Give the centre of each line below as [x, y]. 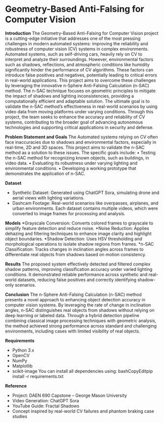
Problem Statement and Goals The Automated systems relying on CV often [82, 137]
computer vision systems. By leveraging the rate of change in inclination [78, 305]
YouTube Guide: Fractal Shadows [46, 406]
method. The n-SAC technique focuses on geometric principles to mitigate [80, 91]
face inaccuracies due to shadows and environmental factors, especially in [81, 142]
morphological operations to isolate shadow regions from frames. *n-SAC [80, 244]
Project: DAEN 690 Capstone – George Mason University [69, 395]
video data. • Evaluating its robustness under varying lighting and [71, 163]
